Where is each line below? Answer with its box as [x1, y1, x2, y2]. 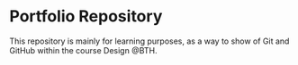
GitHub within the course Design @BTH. [9, 45, 158, 55]
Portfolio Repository [9, 6, 163, 27]
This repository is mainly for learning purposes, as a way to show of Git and [9, 36, 290, 46]
